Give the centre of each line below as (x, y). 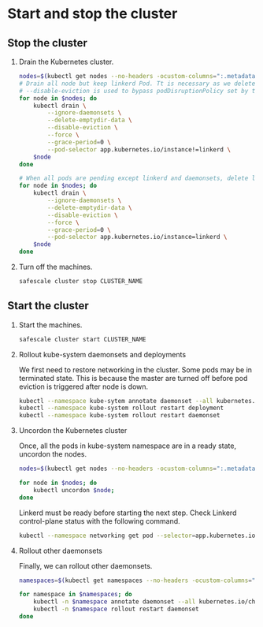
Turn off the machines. (56, 267)
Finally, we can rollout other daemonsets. (85, 565)
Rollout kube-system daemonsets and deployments (102, 354)
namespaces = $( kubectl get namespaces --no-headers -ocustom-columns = (135, 580)
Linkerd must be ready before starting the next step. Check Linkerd (128, 513)
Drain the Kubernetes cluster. (66, 62)
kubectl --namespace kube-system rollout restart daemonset (119, 416)
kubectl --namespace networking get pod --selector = (107, 536)
